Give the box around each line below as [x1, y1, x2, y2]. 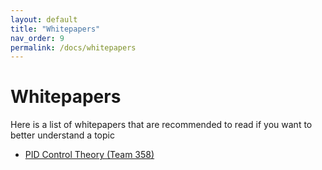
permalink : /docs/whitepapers [10, 42, 137, 53]
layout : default [10, 14, 78, 25]
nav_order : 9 [10, 33, 65, 43]
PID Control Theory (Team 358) [24, 149, 155, 161]
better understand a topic [10, 129, 115, 141]
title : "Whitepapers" [10, 24, 101, 34]
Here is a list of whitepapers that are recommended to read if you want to [10, 119, 313, 131]
